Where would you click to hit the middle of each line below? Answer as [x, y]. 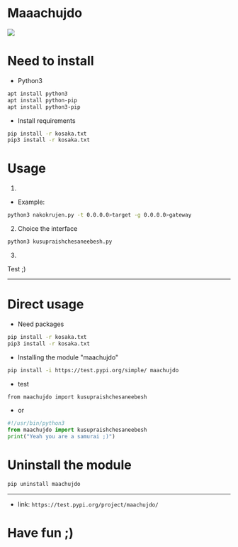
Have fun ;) [41, 533]
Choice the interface [47, 229]
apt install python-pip [42, 100]
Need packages [41, 324]
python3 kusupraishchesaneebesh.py [60, 242]
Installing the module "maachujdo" [68, 357]
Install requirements [46, 120]
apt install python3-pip [44, 107]
